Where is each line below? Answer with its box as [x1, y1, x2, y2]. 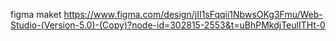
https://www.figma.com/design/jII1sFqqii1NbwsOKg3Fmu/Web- [63, 9, 323, 20]
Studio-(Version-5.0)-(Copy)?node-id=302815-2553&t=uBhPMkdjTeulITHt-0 [10, 19, 326, 31]
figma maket [10, 9, 62, 20]
